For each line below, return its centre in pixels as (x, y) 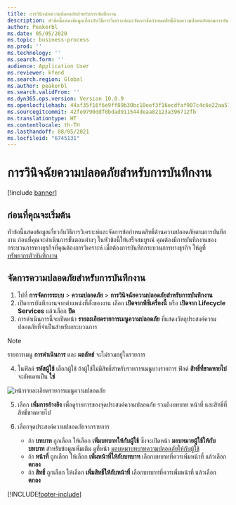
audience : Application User (48, 66)
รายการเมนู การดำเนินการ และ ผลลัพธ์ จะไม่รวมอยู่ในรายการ (77, 354)
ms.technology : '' (34, 53)
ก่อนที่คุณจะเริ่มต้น (39, 215)
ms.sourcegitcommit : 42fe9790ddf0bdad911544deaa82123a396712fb (102, 112)
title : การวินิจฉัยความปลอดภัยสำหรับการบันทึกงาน (62, 14)
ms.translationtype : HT (42, 118)
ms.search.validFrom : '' (44, 92)
